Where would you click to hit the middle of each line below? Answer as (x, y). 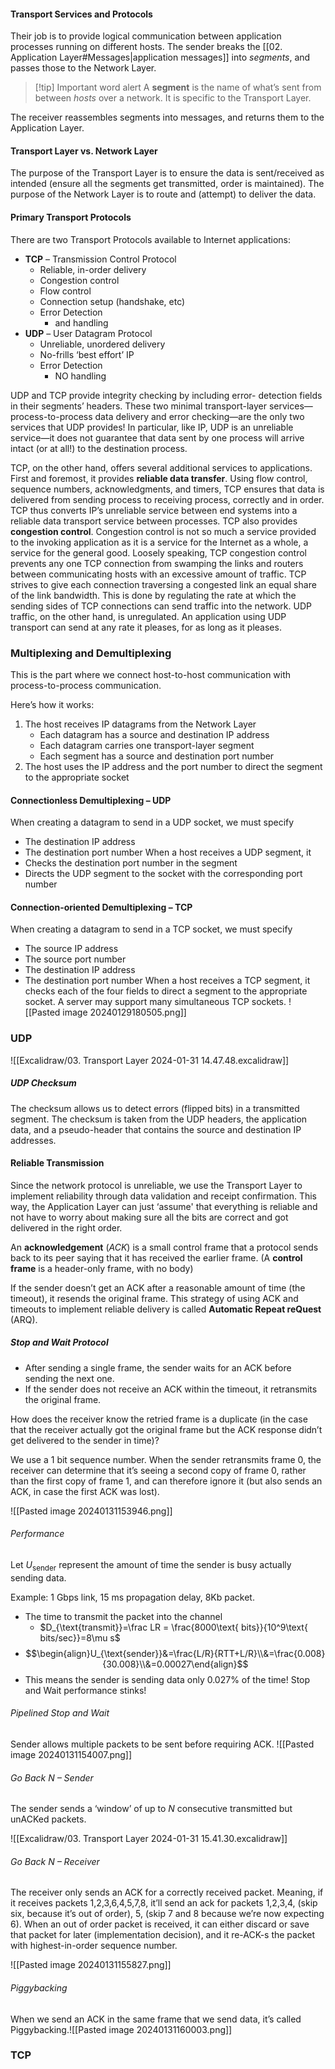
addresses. (33, 1140)
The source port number (75, 959)
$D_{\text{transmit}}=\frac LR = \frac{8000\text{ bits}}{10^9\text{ (173, 1627)
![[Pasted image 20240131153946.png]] (91, 1511)
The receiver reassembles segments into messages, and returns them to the (167, 117)
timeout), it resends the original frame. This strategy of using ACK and (154, 1298)
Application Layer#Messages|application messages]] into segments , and (160, 57)
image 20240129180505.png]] (124, 1012)
